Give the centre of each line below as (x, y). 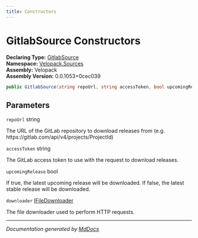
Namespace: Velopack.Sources (45, 63)
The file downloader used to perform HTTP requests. (70, 212)
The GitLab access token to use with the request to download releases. (92, 160)
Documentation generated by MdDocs (52, 229)
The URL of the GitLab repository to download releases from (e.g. (85, 131)
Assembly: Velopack (32, 70)
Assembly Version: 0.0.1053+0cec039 (54, 76)
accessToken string (29, 149)
